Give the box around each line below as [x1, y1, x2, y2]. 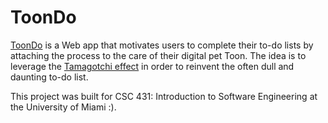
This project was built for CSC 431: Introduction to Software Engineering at [10, 90, 318, 102]
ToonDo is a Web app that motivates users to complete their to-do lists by [10, 39, 314, 51]
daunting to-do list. [10, 71, 89, 83]
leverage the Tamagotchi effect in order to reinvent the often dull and [10, 60, 295, 72]
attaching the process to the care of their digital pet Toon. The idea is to [10, 49, 307, 61]
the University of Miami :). [10, 101, 117, 113]
